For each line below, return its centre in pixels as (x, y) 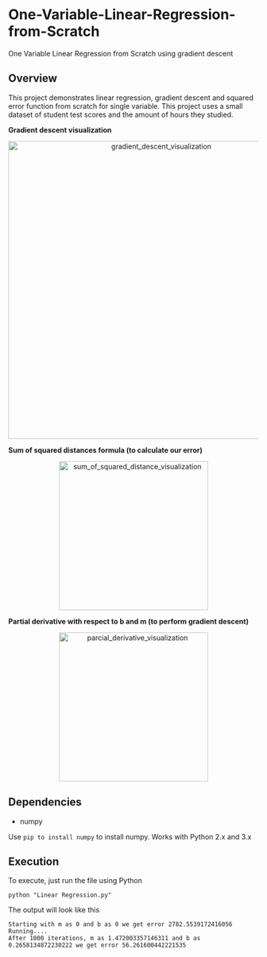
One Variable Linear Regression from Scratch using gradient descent (121, 53)
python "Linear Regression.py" (60, 895)
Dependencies (45, 803)
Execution (34, 861)
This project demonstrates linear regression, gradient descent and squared (131, 98)
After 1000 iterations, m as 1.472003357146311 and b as (104, 939)
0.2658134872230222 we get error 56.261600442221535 (97, 945)
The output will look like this (54, 910)
